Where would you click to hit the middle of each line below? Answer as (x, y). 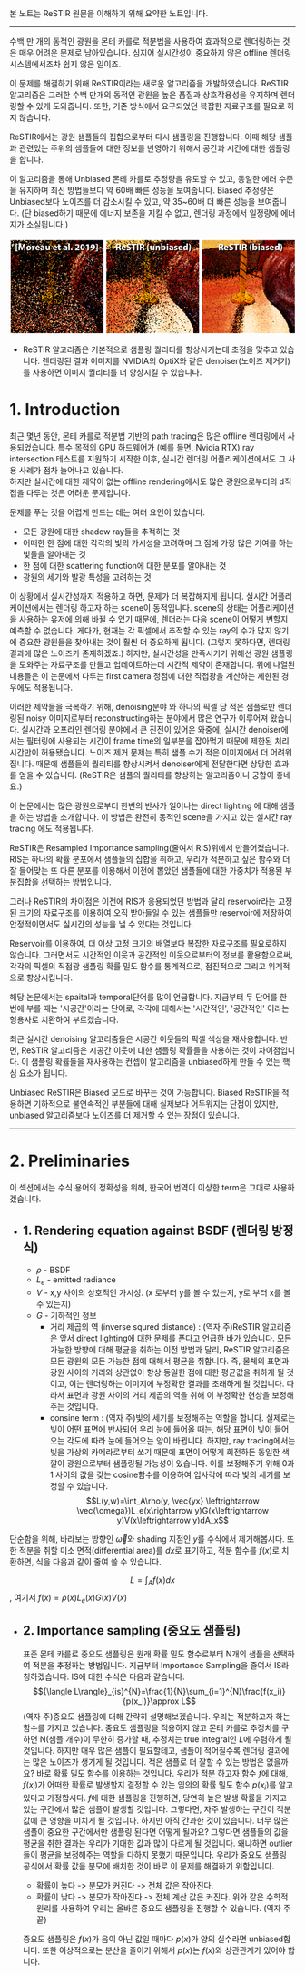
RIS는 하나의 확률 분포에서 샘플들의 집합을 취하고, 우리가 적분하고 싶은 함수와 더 (150, 859)
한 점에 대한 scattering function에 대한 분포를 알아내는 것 (124, 566)
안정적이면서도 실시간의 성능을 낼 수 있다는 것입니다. (101, 924)
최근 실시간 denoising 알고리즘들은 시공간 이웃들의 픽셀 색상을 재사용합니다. (144, 1039)
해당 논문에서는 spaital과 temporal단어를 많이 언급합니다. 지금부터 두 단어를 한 (148, 997)
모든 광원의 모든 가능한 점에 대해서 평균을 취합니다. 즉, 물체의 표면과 (169, 1361)
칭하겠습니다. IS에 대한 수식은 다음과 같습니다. (104, 1676)
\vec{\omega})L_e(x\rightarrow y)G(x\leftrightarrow (173, 1510)
